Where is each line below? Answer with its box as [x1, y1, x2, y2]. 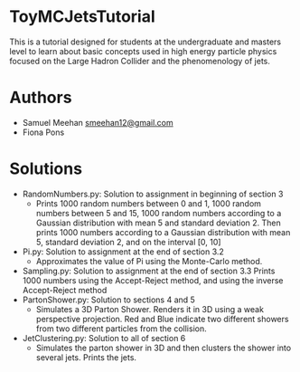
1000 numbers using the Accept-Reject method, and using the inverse [22, 274, 284, 286]
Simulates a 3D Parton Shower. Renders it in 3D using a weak [35, 303, 265, 314]
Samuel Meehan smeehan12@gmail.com [22, 117, 173, 128]
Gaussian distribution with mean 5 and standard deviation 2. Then [35, 217, 282, 228]
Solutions [9, 158, 83, 179]
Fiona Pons [22, 127, 65, 138]
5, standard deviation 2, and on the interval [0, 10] [35, 236, 221, 247]
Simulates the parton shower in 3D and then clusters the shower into [35, 342, 292, 353]
